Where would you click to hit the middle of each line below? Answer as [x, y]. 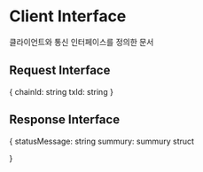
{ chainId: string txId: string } [61, 91]
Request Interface [60, 70]
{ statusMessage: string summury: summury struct [102, 141]
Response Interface [65, 120]
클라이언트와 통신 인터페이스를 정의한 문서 [82, 42]
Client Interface [68, 16]
